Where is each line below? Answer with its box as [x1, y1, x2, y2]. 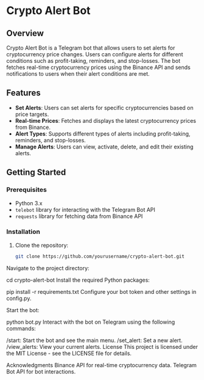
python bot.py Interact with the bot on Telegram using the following [6, 318, 175, 326]
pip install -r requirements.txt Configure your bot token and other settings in [6, 288, 197, 295]
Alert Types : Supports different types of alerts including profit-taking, [15, 130, 191, 137]
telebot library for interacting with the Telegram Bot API [15, 206, 155, 213]
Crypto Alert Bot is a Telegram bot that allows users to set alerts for [6, 44, 175, 51]
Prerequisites [6, 186, 47, 194]
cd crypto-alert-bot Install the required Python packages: [6, 276, 150, 283]
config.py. [6, 294, 32, 302]
